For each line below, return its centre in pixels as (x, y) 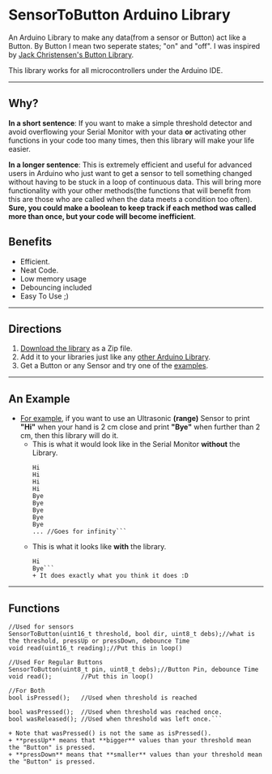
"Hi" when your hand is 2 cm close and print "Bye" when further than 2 (140, 427)
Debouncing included (56, 287)
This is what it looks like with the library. (99, 547)
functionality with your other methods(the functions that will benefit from (130, 190)
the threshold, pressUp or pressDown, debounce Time (99, 641)
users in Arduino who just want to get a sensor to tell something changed (130, 173)
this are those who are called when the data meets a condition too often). (130, 199)
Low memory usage (53, 278)
